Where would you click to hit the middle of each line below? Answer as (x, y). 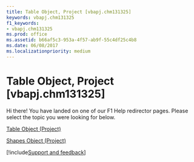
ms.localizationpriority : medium (48, 51)
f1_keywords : (23, 23)
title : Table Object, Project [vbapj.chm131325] (69, 12)
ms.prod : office (27, 34)
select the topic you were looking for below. (61, 117)
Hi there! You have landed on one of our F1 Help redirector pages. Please (97, 111)
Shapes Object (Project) (36, 140)
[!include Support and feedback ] (46, 152)
